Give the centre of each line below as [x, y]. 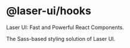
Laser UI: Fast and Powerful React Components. [65, 27]
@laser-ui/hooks [49, 11]
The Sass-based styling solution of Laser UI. [61, 39]
